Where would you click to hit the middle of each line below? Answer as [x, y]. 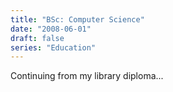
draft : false [37, 38]
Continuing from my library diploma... [87, 76]
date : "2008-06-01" [51, 29]
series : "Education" [53, 47]
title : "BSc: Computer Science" [77, 19]
